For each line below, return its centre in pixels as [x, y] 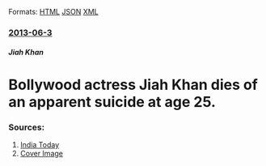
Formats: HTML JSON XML [53, 12]
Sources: [27, 127]
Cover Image [41, 153]
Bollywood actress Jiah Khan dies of [133, 85]
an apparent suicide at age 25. [112, 102]
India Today [40, 145]
